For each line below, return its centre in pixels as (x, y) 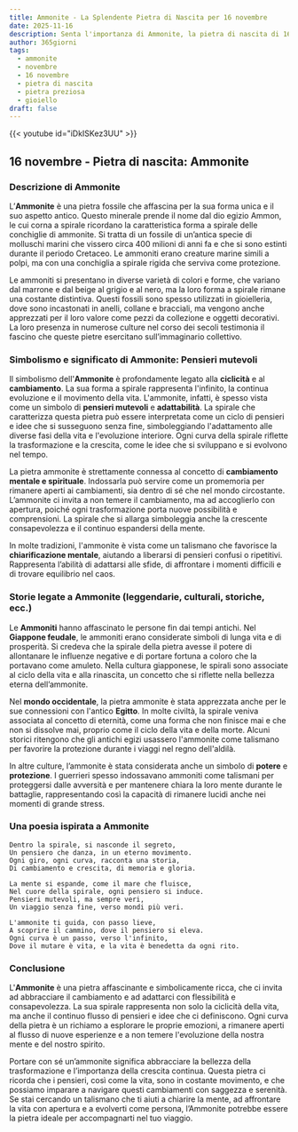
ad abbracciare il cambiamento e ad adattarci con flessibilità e (123, 997)
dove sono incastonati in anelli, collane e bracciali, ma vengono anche (137, 308)
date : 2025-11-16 (41, 26)
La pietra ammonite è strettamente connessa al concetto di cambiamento (144, 472)
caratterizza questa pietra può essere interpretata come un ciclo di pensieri (147, 417)
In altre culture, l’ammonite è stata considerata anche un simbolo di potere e (149, 766)
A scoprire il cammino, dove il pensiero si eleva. (106, 930)
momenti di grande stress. (57, 803)
